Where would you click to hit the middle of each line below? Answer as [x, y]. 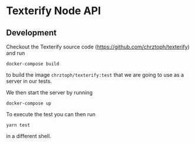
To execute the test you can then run [51, 114]
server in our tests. [29, 81]
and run [16, 53]
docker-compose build [33, 64]
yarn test [18, 125]
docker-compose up [29, 103]
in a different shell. [29, 136]
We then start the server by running [49, 92]
